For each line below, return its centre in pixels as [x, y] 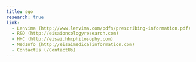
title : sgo [20, 12]
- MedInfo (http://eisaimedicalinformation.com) [73, 45]
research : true [25, 17]
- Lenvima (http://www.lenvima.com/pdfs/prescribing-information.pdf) [101, 28]
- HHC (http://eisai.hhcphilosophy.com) [62, 39]
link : [13, 22]
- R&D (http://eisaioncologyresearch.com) [65, 34]
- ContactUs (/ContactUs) [44, 50]
